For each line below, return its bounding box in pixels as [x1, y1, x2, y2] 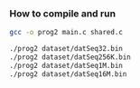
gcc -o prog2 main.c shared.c [9, 28, 124, 37]
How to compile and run [9, 7, 116, 20]
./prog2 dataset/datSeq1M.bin [9, 61, 124, 70]
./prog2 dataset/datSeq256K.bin [9, 53, 131, 62]
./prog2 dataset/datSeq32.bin [9, 44, 124, 54]
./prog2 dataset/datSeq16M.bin [9, 69, 127, 79]
